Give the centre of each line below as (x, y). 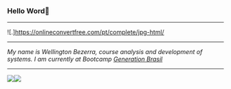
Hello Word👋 (29, 11)
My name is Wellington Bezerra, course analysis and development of (105, 52)
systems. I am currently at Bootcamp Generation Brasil (85, 59)
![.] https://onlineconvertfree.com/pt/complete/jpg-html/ (86, 32)
